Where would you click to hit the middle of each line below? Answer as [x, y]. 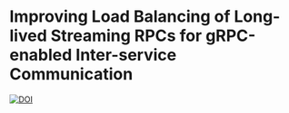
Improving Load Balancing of [120, 17]
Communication [71, 75]
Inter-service [126, 55]
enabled [41, 55]
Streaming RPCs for [126, 36]
